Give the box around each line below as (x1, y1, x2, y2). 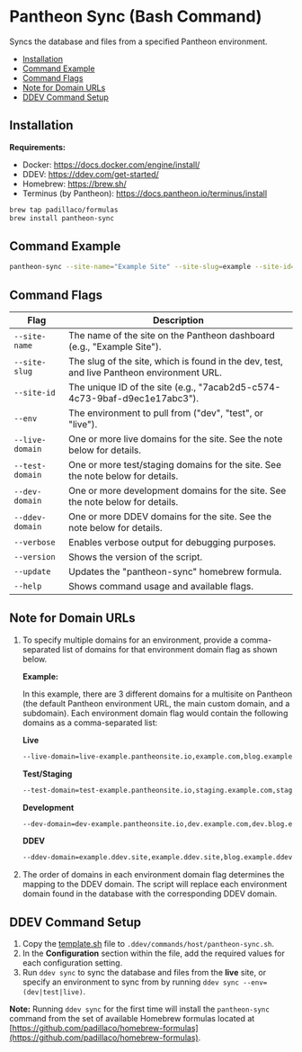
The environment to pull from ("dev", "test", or (68, 407, 263, 419)
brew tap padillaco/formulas (9, 205, 119, 214)
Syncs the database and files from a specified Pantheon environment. (9, 36, 268, 47)
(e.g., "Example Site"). (68, 340, 162, 353)
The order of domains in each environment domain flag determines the (22, 869, 285, 880)
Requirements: (9, 141, 66, 152)
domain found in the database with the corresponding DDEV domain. (22, 888, 278, 899)
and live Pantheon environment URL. (68, 366, 222, 379)
